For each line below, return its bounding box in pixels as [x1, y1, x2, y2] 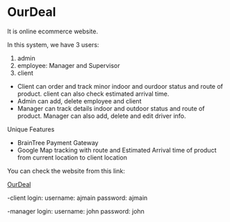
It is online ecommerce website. [7, 27, 99, 35]
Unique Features [7, 125, 55, 133]
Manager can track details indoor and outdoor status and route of [17, 104, 205, 112]
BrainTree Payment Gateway [17, 138, 99, 146]
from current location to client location [17, 153, 127, 162]
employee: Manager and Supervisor [17, 61, 120, 69]
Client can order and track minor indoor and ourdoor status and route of [17, 82, 224, 90]
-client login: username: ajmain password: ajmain [7, 194, 148, 202]
